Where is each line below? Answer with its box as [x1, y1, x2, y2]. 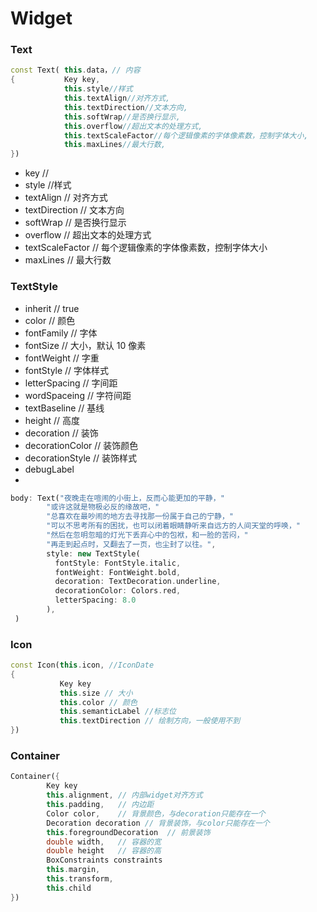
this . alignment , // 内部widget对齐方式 [46, 790, 203, 801]
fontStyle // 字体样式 [24, 364, 110, 376]
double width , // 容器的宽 [46, 837, 162, 847]
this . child [46, 883, 92, 893]
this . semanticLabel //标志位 [59, 707, 177, 717]
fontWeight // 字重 [24, 352, 100, 364]
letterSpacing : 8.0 [54, 595, 137, 606]
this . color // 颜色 [59, 697, 138, 707]
